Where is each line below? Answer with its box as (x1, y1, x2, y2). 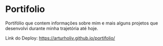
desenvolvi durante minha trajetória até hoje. (5, 25, 99, 31)
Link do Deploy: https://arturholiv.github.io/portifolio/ (5, 35, 115, 41)
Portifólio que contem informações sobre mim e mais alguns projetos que (5, 20, 158, 26)
